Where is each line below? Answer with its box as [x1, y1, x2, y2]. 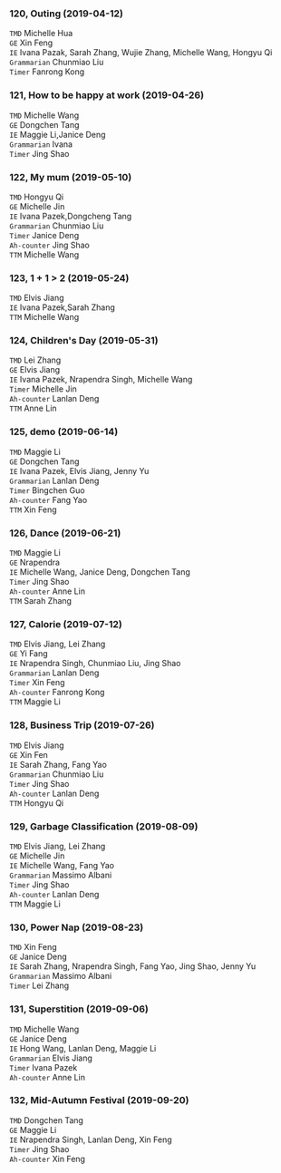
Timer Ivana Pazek [9, 1062, 78, 1072]
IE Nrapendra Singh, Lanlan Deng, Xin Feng [9, 1134, 172, 1145]
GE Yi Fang [9, 648, 48, 659]
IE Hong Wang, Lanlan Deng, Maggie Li [9, 1042, 157, 1053]
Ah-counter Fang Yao [9, 494, 88, 505]
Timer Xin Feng [9, 677, 65, 688]
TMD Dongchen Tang [9, 1114, 84, 1126]
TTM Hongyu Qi [9, 797, 64, 809]
